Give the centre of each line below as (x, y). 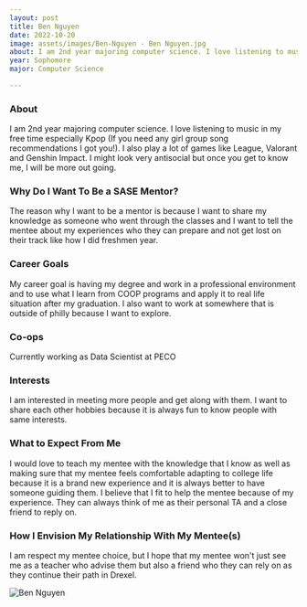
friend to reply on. (43, 512)
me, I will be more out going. (63, 168)
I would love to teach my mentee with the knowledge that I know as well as (150, 463)
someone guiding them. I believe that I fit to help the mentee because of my (152, 492)
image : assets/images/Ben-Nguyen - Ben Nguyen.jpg (108, 43)
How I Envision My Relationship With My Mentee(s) (125, 536)
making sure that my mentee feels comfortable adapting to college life (142, 473)
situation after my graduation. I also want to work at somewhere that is (142, 303)
